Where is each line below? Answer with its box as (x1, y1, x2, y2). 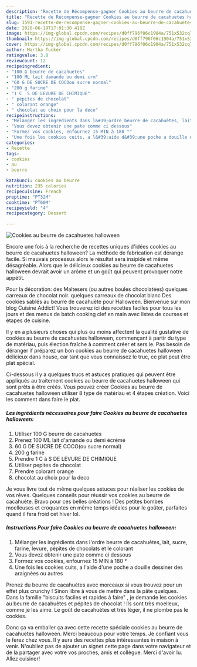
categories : (6, 139, 35, 146)
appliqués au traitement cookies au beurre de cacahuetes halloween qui (6, 377, 181, 384)
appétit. (6, 274, 25, 281)
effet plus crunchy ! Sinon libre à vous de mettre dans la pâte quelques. (6, 588, 179, 595)
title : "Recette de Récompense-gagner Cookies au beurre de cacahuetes (6, 14, 185, 20)
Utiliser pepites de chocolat (14, 462, 81, 469)
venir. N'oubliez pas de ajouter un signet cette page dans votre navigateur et (6, 643, 191, 650)
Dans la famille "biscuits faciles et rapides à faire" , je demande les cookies (6, 594, 188, 601)
